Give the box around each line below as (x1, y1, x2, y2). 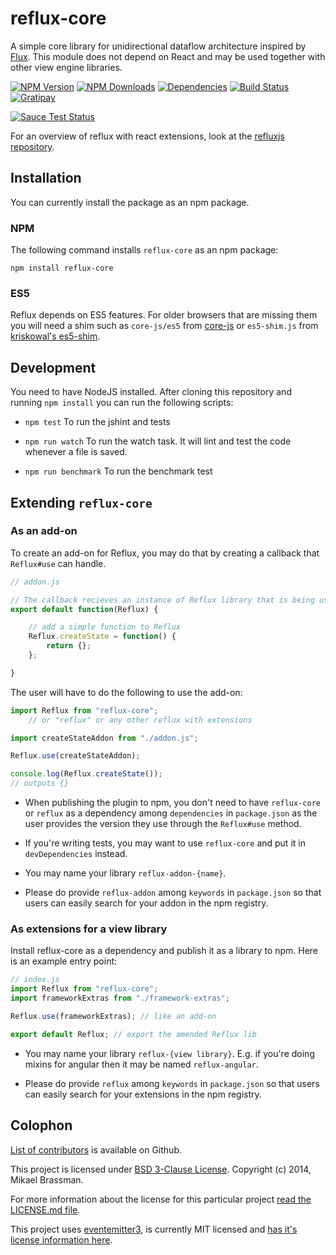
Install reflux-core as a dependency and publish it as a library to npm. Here (10, 945, 319, 957)
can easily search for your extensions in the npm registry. (24, 1088, 262, 1100)
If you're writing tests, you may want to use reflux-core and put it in (24, 837, 306, 849)
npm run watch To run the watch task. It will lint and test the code (24, 435, 292, 447)
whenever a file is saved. (24, 446, 128, 458)
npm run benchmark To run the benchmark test (24, 465, 213, 477)
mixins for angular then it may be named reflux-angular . (24, 1058, 259, 1070)
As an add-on (10, 524, 78, 538)
